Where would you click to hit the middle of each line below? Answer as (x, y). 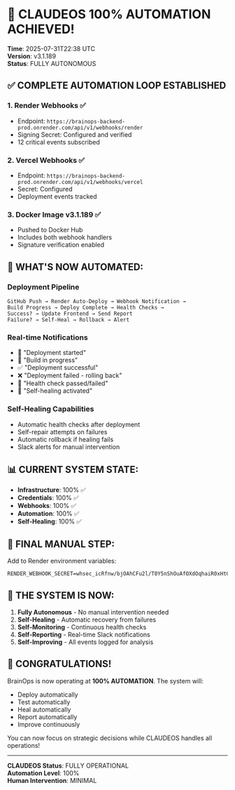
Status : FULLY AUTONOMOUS (52, 63)
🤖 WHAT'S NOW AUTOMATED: (75, 267)
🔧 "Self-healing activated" (55, 391)
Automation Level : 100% (43, 773)
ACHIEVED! (41, 29)
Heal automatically (44, 709)
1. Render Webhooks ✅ (47, 106)
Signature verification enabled (61, 245)
